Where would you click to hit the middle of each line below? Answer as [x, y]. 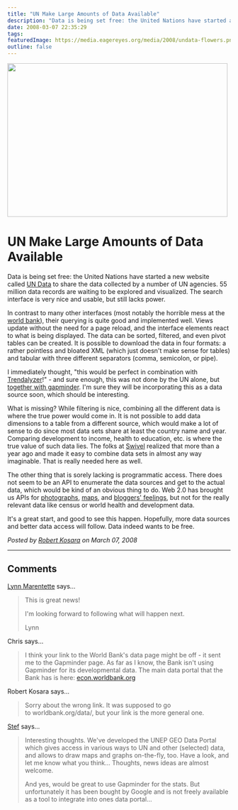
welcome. [39, 770]
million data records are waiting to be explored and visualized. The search [115, 291]
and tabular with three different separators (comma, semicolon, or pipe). [113, 358]
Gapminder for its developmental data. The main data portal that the [124, 670]
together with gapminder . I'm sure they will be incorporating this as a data [115, 387]
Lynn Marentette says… [41, 586]
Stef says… [24, 726]
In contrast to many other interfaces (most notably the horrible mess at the [116, 312]
